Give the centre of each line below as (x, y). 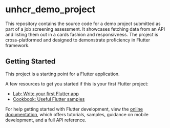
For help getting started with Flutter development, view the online (74, 109)
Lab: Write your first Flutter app (46, 94)
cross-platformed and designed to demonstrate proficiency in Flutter (78, 40)
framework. (17, 45)
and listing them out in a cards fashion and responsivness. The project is (82, 34)
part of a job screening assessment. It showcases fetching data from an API (85, 29)
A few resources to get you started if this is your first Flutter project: (77, 83)
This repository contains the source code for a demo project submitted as (83, 24)
